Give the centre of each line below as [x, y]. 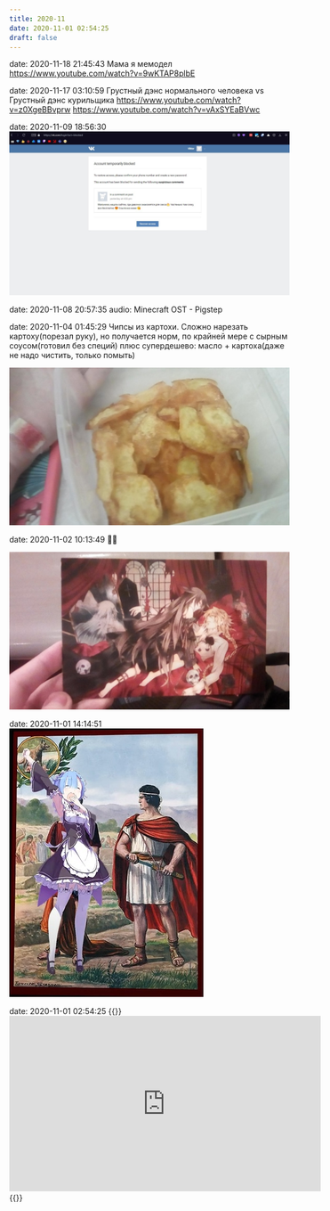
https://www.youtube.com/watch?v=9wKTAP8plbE [102, 74]
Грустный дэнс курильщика [62, 100]
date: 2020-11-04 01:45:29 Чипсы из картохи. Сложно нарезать [129, 326]
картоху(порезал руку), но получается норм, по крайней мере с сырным [149, 336]
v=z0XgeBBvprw [40, 110]
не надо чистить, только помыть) [72, 355]
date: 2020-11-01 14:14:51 [56, 724]
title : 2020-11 [37, 19]
